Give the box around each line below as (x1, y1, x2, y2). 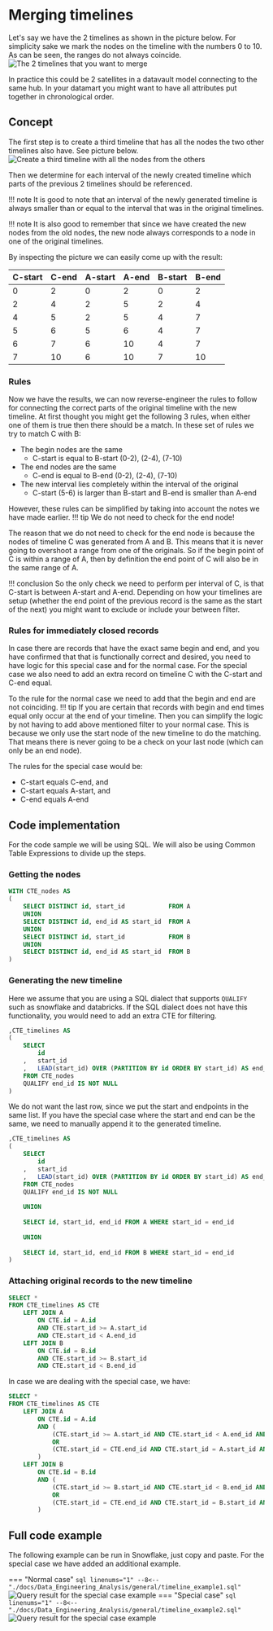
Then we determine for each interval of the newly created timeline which (8, 169, 252, 180)
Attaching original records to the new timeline (8, 1275, 193, 1286)
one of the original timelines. (8, 236, 104, 246)
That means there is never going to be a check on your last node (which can (8, 737, 264, 747)
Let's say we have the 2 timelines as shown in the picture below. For (8, 33, 236, 42)
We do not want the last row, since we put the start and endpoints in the (8, 1101, 249, 1111)
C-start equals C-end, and (19, 777, 109, 787)
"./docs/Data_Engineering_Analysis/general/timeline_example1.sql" (8, 1583, 242, 1592)
